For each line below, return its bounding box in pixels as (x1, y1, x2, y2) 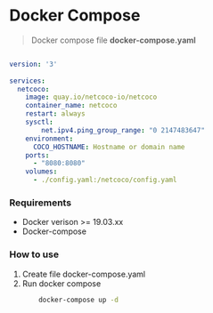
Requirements (9, 197, 72, 209)
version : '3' (9, 60, 58, 68)
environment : (25, 134, 74, 143)
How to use (9, 248, 60, 261)
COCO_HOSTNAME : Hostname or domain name (32, 142, 185, 151)
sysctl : (25, 117, 53, 127)
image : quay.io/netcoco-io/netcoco (25, 92, 158, 102)
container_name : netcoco (25, 101, 118, 110)
